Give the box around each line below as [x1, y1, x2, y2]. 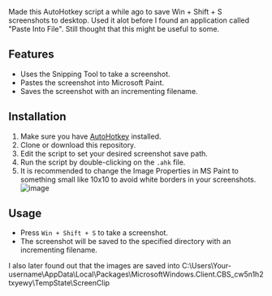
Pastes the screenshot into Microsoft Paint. [19, 77, 165, 88]
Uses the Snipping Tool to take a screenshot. [19, 69, 171, 79]
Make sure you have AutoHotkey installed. [19, 131, 162, 141]
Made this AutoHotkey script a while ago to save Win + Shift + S [8, 7, 222, 16]
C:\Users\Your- [181, 261, 231, 271]
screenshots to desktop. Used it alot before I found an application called [8, 15, 250, 25]
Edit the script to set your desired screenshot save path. [19, 148, 209, 158]
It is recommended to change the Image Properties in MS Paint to [19, 165, 240, 175]
